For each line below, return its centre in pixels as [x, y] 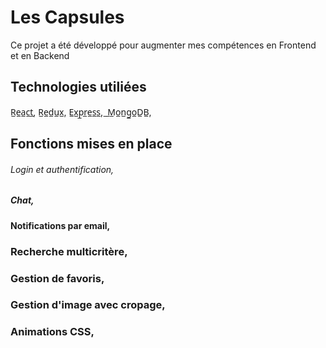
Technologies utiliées [78, 87]
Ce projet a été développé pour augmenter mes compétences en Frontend [163, 45]
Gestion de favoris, [57, 278]
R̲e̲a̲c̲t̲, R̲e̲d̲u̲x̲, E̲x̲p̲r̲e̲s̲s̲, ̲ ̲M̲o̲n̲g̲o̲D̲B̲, [81, 112]
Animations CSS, [52, 332]
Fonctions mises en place [91, 144]
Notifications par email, [60, 225]
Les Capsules [67, 17]
